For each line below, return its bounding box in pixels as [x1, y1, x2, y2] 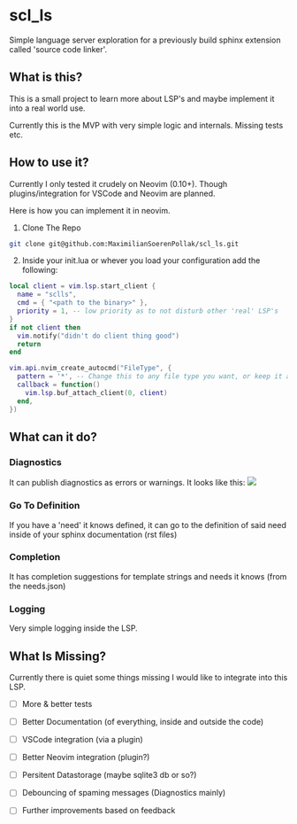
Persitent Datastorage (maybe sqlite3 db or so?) [21, 770, 197, 781]
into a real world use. [9, 103, 86, 113]
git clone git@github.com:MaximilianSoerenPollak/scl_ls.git [9, 239, 240, 248]
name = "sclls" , [17, 290, 77, 299]
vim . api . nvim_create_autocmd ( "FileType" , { [9, 364, 172, 373]
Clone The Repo [21, 222, 81, 233]
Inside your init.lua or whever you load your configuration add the [21, 255, 261, 266]
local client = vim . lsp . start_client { [9, 282, 156, 291]
